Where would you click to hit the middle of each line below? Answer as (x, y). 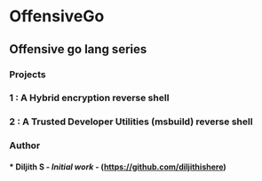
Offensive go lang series (78, 49)
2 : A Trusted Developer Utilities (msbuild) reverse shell (131, 122)
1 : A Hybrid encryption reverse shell (89, 98)
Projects (28, 75)
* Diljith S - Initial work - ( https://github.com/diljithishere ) (118, 167)
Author (25, 146)
